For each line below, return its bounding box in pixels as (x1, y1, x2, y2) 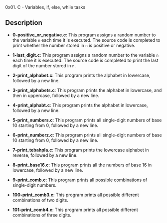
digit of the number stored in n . (12, 62, 76, 69)
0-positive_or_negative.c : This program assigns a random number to (12, 32, 156, 38)
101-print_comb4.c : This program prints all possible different (12, 207, 138, 213)
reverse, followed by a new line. (12, 152, 78, 158)
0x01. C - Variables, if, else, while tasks (5, 4, 86, 10)
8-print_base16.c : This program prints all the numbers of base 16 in (12, 162, 152, 168)
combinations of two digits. (12, 197, 69, 203)
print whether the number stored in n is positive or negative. (12, 42, 136, 48)
